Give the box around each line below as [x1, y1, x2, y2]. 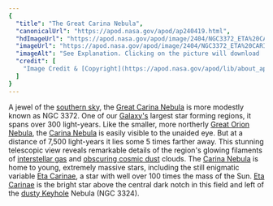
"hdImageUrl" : [15, 34, 63, 43]
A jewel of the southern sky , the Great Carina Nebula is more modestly [8, 102, 245, 112]
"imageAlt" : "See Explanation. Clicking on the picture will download [15, 49, 260, 58]
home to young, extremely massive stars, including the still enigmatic [8, 162, 240, 172]
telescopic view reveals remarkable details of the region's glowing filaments [8, 145, 262, 155]
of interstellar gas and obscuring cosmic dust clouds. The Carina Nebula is [8, 153, 258, 163]
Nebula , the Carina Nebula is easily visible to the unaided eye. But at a [8, 127, 244, 138]
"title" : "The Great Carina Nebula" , [15, 19, 144, 28]
